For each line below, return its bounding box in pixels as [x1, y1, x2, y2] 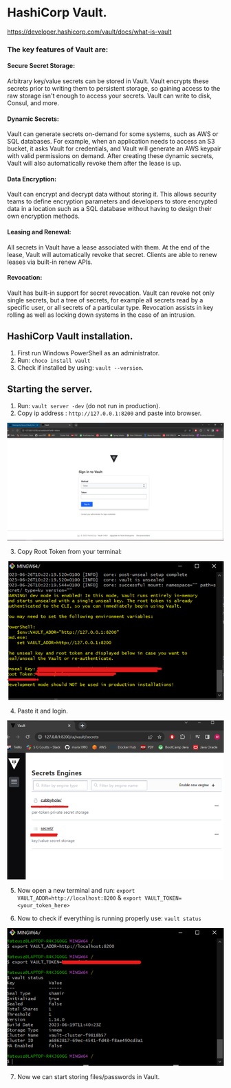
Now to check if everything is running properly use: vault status [16, 914, 201, 922]
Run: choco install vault [16, 356, 91, 364]
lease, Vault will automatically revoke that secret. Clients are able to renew [7, 250, 218, 258]
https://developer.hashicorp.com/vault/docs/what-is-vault [7, 27, 172, 36]
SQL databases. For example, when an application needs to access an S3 [7, 137, 215, 146]
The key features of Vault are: [7, 45, 109, 54]
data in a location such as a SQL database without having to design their [7, 205, 212, 213]
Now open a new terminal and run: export [16, 886, 135, 894]
